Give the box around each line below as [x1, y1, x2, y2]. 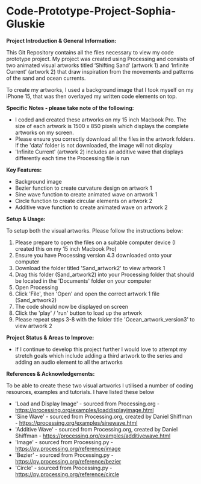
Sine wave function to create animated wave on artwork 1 [14, 190, 158, 198]
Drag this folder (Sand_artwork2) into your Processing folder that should [14, 271, 194, 278]
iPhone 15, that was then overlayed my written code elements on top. [6, 92, 178, 100]
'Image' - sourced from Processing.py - [14, 438, 113, 445]
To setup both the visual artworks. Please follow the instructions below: [6, 227, 184, 234]
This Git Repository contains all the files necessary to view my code [6, 48, 175, 56]
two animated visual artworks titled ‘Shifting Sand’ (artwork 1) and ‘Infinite [6, 62, 189, 69]
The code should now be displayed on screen [14, 303, 128, 310]
